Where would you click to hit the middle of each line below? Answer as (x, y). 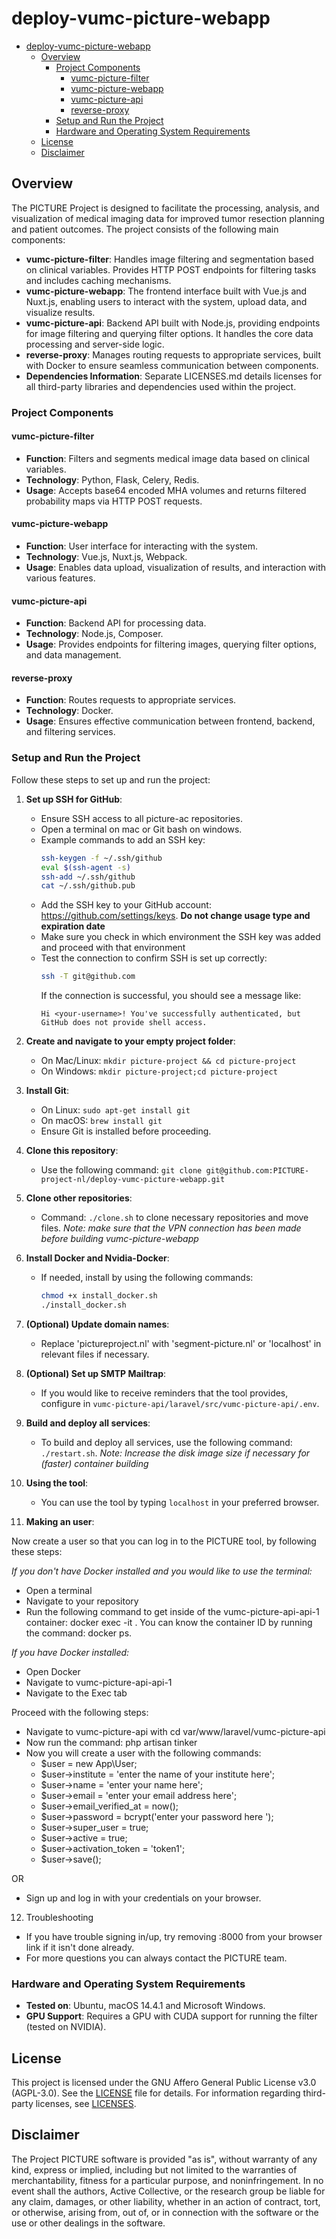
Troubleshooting (59, 1917)
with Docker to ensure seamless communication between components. (172, 365)
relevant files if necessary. (95, 1354)
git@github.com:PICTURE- (257, 1171)
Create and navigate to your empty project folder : (130, 1041)
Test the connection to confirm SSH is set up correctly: (154, 958)
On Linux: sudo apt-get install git (115, 1110)
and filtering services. (70, 732)
